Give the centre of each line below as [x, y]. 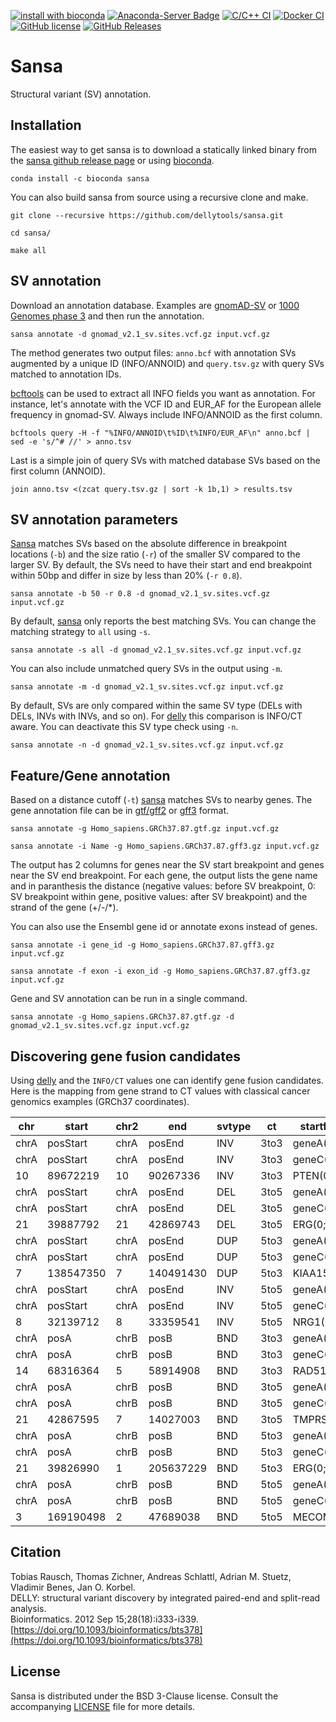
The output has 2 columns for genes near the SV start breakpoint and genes [167, 865]
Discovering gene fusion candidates [125, 1056]
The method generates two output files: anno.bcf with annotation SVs [153, 352]
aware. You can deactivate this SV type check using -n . [124, 727]
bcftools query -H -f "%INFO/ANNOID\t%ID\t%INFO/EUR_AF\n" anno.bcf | [160, 433]
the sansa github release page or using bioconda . [112, 160]
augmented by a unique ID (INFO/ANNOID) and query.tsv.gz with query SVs [167, 363]
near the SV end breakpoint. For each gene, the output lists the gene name [164, 876]
